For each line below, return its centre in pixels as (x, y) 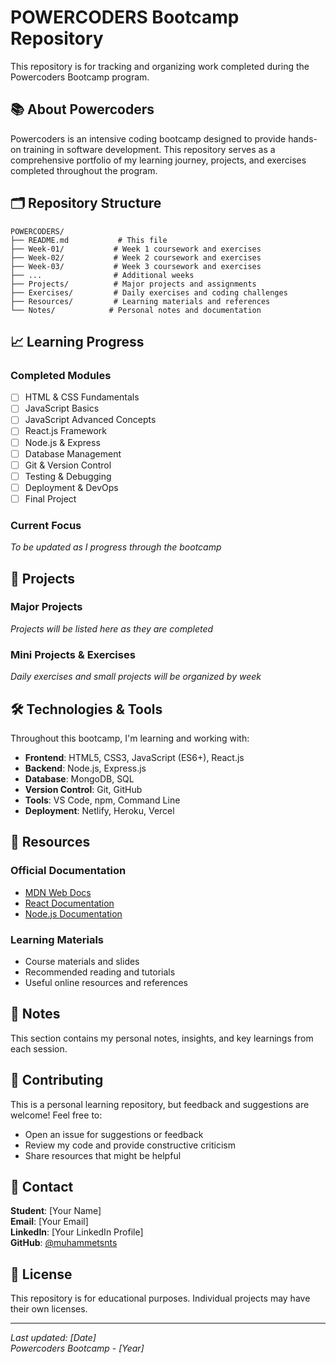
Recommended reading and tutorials (100, 972)
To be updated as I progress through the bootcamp (116, 547)
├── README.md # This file (89, 240)
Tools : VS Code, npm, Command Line (102, 800)
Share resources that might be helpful (103, 1155)
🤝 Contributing (57, 1080)
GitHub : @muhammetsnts (64, 1243)
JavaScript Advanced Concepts (90, 420)
